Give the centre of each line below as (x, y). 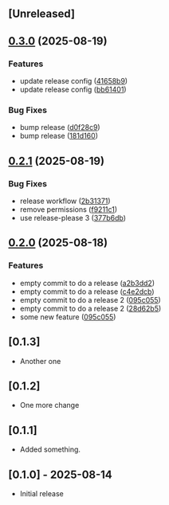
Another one (40, 361)
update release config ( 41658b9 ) (74, 81)
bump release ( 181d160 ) (59, 136)
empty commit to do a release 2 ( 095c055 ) (90, 299)
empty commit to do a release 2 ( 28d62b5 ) (90, 308)
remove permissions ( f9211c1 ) (69, 209)
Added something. (50, 449)
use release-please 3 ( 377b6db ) (73, 218)
